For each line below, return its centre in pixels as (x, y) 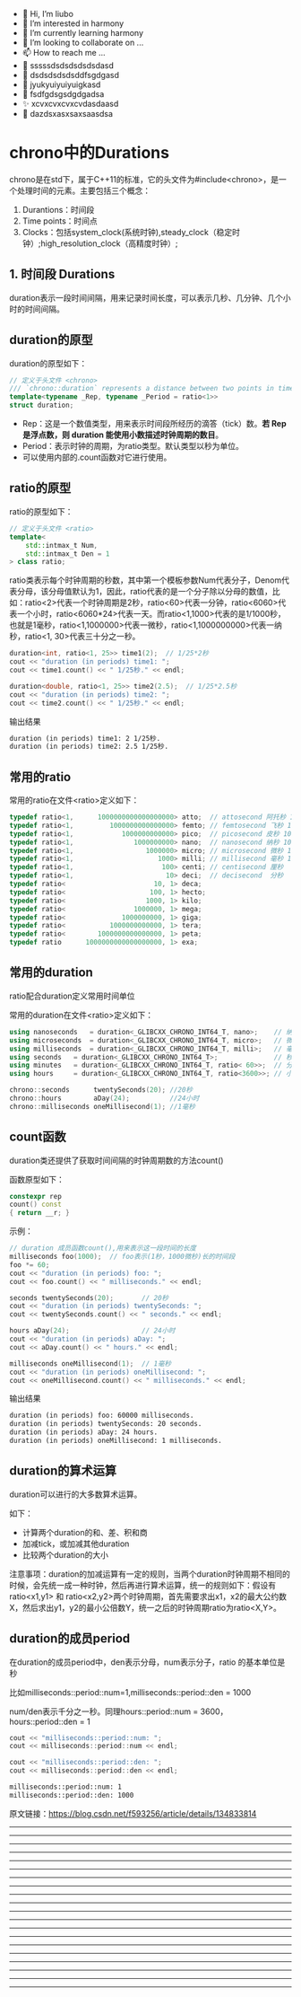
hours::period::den (43, 1721)
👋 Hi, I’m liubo (48, 14)
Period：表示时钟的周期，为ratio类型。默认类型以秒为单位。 (133, 446)
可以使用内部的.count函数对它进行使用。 (97, 457)
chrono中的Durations (90, 153)
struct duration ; (42, 405)
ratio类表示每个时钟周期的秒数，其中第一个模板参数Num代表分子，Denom (146, 580)
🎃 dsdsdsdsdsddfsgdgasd (70, 75)
